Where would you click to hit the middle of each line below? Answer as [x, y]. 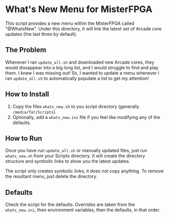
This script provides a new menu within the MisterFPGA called [70, 23]
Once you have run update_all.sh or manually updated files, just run [76, 151]
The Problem [26, 50]
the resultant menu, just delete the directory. [51, 177]
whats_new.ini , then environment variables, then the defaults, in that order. [83, 210]
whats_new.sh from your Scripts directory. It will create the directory [75, 156]
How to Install [27, 94]
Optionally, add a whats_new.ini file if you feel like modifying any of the [86, 117]
